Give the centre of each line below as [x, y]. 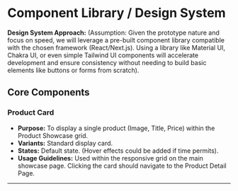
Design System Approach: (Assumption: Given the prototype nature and [113, 33]
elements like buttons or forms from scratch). [73, 70]
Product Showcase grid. [53, 135]
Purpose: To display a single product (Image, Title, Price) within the [116, 128]
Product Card [31, 112]
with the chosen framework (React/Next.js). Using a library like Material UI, [116, 47]
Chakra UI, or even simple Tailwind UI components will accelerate [103, 55]
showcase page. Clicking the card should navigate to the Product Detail [122, 166]
